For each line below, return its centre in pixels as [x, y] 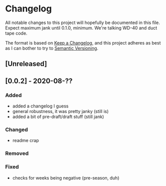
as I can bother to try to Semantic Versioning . [52, 48]
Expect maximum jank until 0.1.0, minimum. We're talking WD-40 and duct [81, 27]
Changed [17, 129]
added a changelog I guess [40, 106]
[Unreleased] [26, 64]
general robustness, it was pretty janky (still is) [60, 111]
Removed [17, 153]
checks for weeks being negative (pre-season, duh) [66, 177]
